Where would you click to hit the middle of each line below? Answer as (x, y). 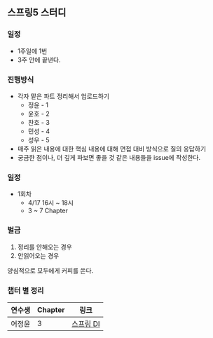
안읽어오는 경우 (38, 255)
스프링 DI (86, 323)
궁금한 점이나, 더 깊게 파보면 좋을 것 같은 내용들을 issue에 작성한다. (109, 157)
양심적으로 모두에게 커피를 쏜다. (50, 270)
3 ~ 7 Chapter (48, 211)
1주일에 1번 (32, 50)
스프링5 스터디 (37, 13)
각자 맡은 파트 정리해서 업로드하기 (63, 96)
